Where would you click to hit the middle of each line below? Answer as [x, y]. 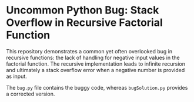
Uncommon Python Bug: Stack [83, 10]
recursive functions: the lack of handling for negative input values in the [93, 57]
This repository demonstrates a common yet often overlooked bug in [89, 51]
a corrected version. [31, 94]
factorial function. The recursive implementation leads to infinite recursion [96, 64]
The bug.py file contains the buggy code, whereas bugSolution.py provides [97, 87]
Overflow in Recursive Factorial [84, 23]
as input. [17, 76]
